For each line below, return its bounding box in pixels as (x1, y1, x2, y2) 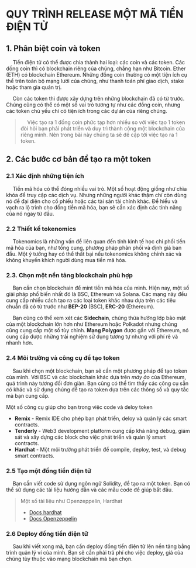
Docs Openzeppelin (29, 515, 77, 522)
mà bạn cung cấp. (6, 392, 50, 399)
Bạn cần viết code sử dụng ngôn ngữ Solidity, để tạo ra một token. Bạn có (12, 480, 191, 487)
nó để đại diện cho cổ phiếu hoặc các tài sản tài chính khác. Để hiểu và (6, 198, 178, 205)
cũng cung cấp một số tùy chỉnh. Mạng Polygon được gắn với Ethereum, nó (6, 327, 189, 334)
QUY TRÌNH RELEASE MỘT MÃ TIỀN (6, 8, 184, 21)
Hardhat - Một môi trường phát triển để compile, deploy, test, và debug (14, 446, 186, 453)
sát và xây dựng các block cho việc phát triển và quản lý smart (14, 433, 166, 440)
